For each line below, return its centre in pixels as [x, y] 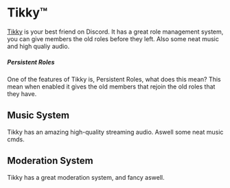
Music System [38, 116]
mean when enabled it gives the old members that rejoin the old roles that [111, 86]
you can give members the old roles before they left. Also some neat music [113, 38]
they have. [22, 93]
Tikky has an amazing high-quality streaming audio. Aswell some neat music [115, 132]
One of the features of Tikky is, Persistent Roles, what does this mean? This [114, 79]
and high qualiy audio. [38, 46]
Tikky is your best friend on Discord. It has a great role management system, [115, 32]
